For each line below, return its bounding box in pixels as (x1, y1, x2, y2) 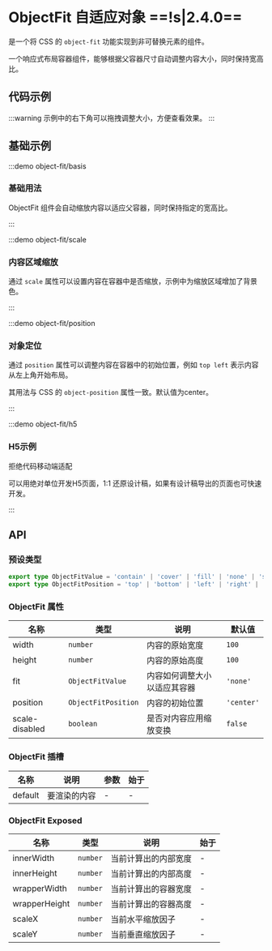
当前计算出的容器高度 (110, 898, 193, 910)
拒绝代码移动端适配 (8, 461, 73, 471)
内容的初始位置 (147, 697, 204, 709)
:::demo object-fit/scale (8, 234, 87, 244)
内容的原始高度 (147, 655, 204, 666)
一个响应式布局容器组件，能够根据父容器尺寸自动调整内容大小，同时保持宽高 (8, 54, 264, 63)
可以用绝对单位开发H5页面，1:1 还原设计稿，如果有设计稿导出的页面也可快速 (8, 478, 262, 488)
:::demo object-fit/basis (8, 161, 87, 171)
